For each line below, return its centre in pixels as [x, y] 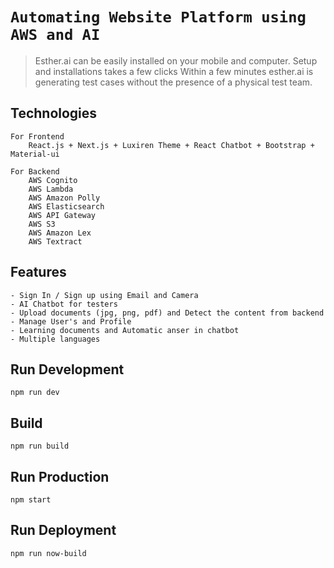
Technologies [54, 113]
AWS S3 [42, 224]
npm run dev [35, 393]
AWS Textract [55, 241]
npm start [31, 500]
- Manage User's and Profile [71, 321]
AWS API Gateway [62, 215]
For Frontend [37, 136]
